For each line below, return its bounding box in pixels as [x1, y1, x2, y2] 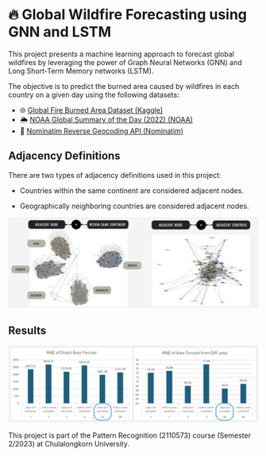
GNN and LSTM [8, 23, 112, 41]
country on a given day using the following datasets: [8, 90, 180, 99]
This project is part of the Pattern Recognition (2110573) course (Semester [8, 431, 252, 440]
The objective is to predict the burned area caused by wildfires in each [8, 81, 240, 91]
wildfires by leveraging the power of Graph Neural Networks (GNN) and [8, 57, 242, 67]
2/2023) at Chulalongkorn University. [8, 439, 129, 449]
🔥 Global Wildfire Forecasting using [8, 6, 248, 24]
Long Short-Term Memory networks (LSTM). [8, 66, 154, 75]
